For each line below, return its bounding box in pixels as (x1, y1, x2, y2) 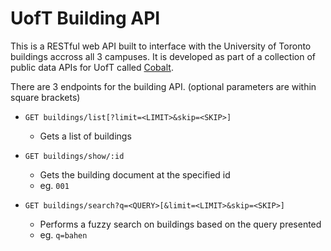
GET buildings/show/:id (24, 151, 125, 161)
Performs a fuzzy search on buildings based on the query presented (39, 218, 322, 230)
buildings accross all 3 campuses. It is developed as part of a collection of (10, 50, 316, 62)
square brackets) (10, 91, 81, 103)
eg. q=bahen (39, 228, 88, 241)
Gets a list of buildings (39, 130, 132, 142)
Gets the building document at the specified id (39, 168, 231, 181)
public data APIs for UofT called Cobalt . (10, 61, 174, 73)
